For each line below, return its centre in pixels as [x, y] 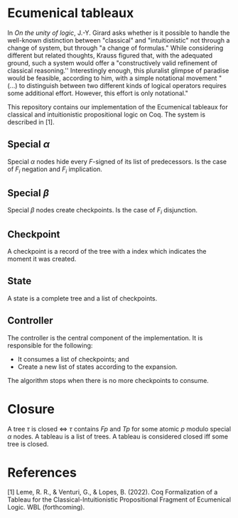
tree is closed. [28, 444]
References [42, 472]
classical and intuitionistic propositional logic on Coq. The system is [107, 114]
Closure [31, 409]
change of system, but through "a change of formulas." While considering [115, 48]
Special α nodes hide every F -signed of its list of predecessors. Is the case [117, 161]
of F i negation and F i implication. [55, 170]
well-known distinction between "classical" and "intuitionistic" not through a [119, 40]
